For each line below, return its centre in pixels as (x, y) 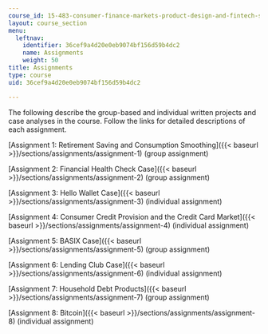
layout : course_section (48, 23)
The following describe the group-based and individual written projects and (132, 112)
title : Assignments (41, 68)
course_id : (26, 16)
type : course (30, 75)
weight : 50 (41, 61)
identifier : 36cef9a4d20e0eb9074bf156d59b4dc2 (101, 46)
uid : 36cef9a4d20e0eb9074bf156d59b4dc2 (75, 82)
